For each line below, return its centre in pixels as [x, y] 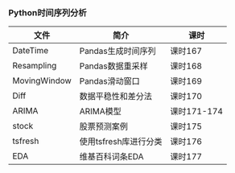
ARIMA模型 [101, 112]
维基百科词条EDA [111, 157]
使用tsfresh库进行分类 [121, 142]
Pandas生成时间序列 [118, 51]
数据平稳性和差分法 [116, 97]
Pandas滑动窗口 [110, 81]
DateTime [31, 51]
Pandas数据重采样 [114, 66]
